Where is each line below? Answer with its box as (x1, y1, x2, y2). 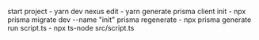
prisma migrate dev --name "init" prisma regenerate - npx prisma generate (7, 15, 252, 24)
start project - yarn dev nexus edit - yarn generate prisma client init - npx (7, 7, 246, 16)
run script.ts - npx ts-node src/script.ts (7, 24, 135, 32)
